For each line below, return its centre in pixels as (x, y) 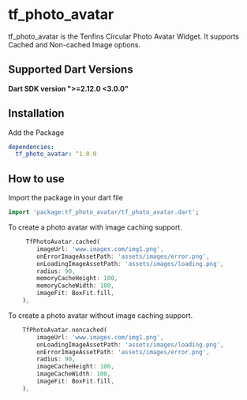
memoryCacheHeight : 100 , (77, 279)
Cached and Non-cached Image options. (74, 44)
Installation (36, 113)
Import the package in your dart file (66, 198)
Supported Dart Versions (71, 70)
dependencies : (32, 147)
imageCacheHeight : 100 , (75, 367)
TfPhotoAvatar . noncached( (65, 330)
